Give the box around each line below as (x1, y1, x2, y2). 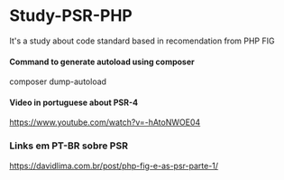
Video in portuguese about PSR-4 (9, 97, 138, 108)
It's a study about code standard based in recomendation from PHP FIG (9, 35, 275, 46)
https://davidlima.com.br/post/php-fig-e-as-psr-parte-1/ (9, 160, 219, 171)
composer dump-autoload (9, 76, 106, 87)
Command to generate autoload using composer (9, 56, 196, 67)
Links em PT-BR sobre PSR (9, 139, 129, 152)
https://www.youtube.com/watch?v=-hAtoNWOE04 (9, 117, 201, 128)
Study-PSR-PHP (9, 5, 133, 26)
